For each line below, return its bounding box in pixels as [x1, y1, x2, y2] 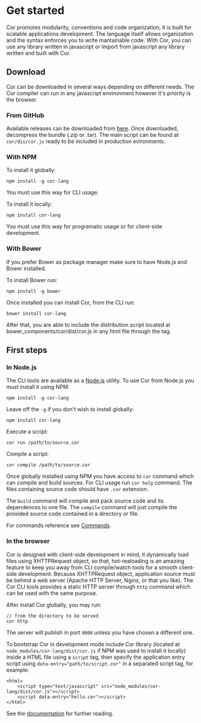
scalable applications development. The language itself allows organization [6, 30, 194, 37]
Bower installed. [6, 265, 47, 272]
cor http [6, 618, 28, 624]
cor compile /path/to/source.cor [6, 462, 91, 468]
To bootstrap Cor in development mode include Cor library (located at [6, 640, 180, 648]
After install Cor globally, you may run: [6, 601, 102, 609]
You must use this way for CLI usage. [6, 189, 99, 196]
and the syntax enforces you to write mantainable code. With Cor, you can [6, 36, 192, 44]
